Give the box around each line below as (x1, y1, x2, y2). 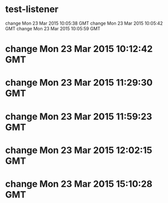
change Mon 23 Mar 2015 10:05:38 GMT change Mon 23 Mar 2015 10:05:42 (5, 20, 163, 26)
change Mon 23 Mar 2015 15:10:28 (5, 178, 153, 189)
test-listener (5, 4, 59, 15)
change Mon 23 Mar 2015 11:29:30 (5, 77, 153, 89)
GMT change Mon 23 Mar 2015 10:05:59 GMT (5, 25, 101, 31)
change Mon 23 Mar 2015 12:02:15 (5, 145, 152, 156)
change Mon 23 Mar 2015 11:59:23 (5, 111, 152, 122)
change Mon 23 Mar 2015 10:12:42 (5, 43, 153, 55)
